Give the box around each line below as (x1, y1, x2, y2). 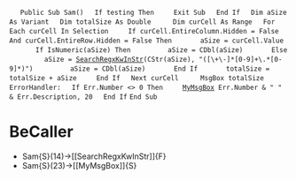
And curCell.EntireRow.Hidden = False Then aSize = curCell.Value (9, 36, 284, 45)
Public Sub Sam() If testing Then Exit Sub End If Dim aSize (19, 8, 287, 17)
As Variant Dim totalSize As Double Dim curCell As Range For (9, 18, 276, 26)
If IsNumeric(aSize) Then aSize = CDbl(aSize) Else (35, 46, 288, 55)
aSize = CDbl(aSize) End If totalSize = (69, 64, 270, 73)
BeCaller (9, 122, 74, 142)
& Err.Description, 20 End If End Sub (9, 93, 158, 101)
